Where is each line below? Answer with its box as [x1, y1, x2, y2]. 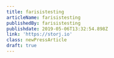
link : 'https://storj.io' [6, 31, 72, 37]
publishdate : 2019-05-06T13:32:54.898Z [6, 25, 108, 32]
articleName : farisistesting [6, 14, 81, 21]
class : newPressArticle [6, 37, 67, 43]
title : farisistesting [6, 8, 64, 15]
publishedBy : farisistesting [6, 20, 81, 26]
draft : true [6, 43, 37, 49]
